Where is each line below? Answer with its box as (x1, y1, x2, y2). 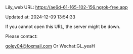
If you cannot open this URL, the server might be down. (5, 23, 120, 29)
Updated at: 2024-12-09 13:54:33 (5, 14, 76, 19)
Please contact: (5, 33, 38, 39)
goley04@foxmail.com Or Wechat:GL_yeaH (5, 43, 95, 49)
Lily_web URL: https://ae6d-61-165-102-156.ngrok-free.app (5, 4, 128, 10)
